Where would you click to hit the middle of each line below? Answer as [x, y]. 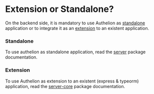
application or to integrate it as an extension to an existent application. [77, 28]
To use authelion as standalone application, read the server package [76, 52]
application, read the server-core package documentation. [65, 86]
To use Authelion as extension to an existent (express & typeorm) [72, 81]
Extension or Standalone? [60, 9]
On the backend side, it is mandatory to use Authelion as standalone [75, 23]
